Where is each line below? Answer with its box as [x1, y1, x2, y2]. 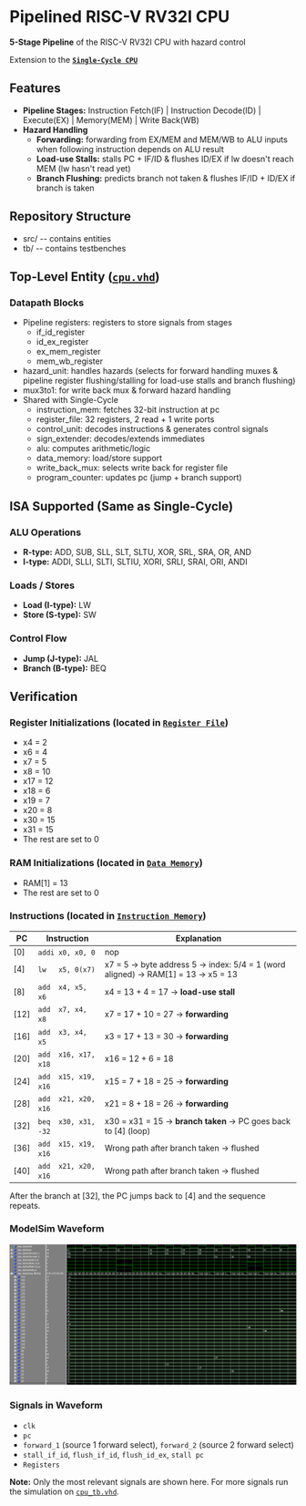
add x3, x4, [37, 1027, 87, 1037]
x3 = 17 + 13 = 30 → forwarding [104, 1031, 229, 1042]
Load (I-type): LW [22, 600, 92, 611]
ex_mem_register [36, 346, 101, 357]
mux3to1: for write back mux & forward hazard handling [22, 385, 231, 396]
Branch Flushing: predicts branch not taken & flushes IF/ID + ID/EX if [36, 172, 296, 183]
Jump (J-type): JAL [22, 653, 98, 664]
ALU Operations [9, 526, 82, 539]
